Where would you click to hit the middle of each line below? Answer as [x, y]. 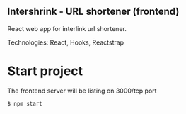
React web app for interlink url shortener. [67, 28]
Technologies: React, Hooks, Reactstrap [66, 42]
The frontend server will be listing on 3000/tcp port [82, 91]
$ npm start [25, 103]
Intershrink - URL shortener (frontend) [93, 12]
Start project [45, 71]
